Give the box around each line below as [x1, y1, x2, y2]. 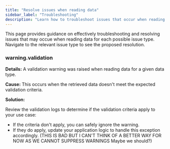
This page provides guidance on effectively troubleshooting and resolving [5, 31, 160, 37]
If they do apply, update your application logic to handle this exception [12, 127, 160, 133]
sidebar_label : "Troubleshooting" [5, 12, 79, 17]
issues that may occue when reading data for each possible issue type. [5, 36, 155, 42]
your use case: [5, 111, 37, 117]
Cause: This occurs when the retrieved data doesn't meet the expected [5, 81, 155, 87]
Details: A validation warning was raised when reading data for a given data [5, 66, 164, 72]
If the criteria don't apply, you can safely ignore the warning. [12, 122, 140, 128]
